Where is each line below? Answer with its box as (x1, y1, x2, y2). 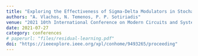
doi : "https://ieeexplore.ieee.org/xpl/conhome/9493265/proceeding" (6, 41, 178, 47)
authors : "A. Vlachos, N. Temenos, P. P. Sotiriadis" (6, 14, 141, 20)
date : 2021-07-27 (6, 24, 49, 31)
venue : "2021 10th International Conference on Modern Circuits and (6, 19, 178, 25)
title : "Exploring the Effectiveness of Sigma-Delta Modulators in (6, 8, 176, 15)
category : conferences (6, 30, 62, 36)
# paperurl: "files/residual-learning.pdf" (6, 36, 115, 41)
